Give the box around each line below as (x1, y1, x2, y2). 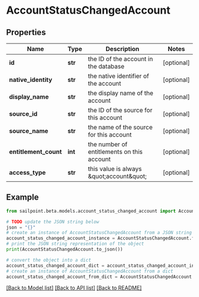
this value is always (88, 165, 142, 173)
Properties (6, 27, 46, 37)
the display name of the (88, 89, 154, 97)
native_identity (9, 75, 53, 84)
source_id (9, 110, 38, 118)
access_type (9, 169, 46, 176)
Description (105, 45, 140, 53)
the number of (88, 140, 128, 148)
